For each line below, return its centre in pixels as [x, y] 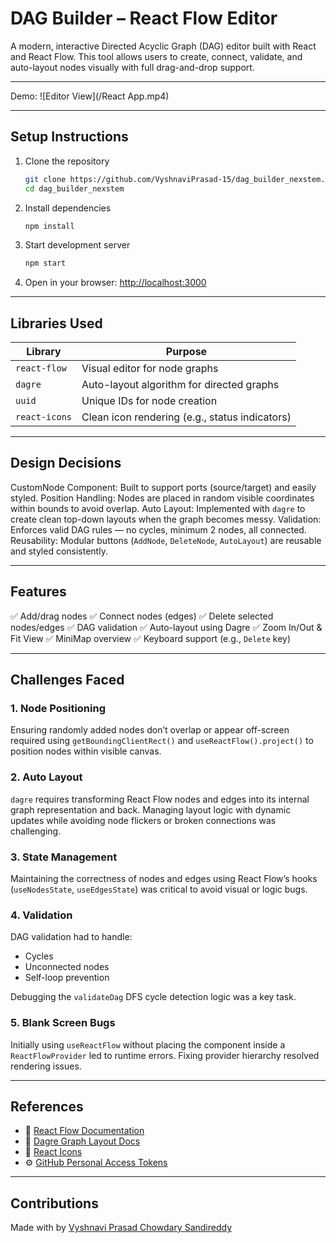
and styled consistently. [59, 551]
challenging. [36, 831]
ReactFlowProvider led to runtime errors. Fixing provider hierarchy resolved [165, 1055]
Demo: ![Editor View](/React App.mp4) [90, 96]
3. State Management [64, 857]
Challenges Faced [67, 680]
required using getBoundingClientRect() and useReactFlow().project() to [162, 741]
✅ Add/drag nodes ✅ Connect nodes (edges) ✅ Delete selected [142, 616]
